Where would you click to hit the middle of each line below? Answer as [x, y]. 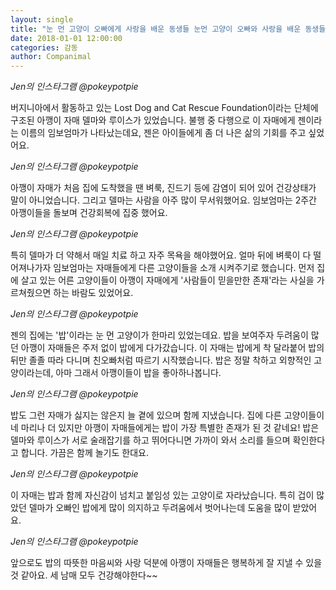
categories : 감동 [44, 47]
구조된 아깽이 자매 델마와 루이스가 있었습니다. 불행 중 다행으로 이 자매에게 [153, 120]
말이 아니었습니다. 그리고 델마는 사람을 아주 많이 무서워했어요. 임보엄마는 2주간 [163, 200]
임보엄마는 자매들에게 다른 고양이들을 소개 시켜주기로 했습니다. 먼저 [184, 268]
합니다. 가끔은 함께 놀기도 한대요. [84, 453]
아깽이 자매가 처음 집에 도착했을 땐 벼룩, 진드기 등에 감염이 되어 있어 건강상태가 [163, 188]
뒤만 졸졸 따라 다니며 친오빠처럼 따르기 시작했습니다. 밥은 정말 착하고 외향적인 [161, 360]
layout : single [42, 19]
